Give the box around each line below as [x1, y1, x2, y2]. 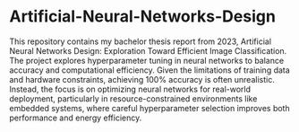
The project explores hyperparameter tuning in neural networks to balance [9, 55, 285, 66]
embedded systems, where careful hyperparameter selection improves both [9, 102, 290, 113]
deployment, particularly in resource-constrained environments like [9, 92, 258, 104]
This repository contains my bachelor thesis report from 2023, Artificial [9, 36, 271, 47]
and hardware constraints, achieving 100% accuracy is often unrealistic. [9, 74, 275, 84]
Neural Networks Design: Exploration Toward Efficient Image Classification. [9, 45, 287, 56]
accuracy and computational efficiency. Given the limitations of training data [9, 65, 291, 75]
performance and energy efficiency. [9, 112, 142, 123]
